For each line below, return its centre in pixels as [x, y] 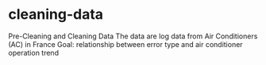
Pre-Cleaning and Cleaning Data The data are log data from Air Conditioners [133, 36]
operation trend [34, 52]
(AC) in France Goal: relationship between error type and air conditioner [126, 44]
